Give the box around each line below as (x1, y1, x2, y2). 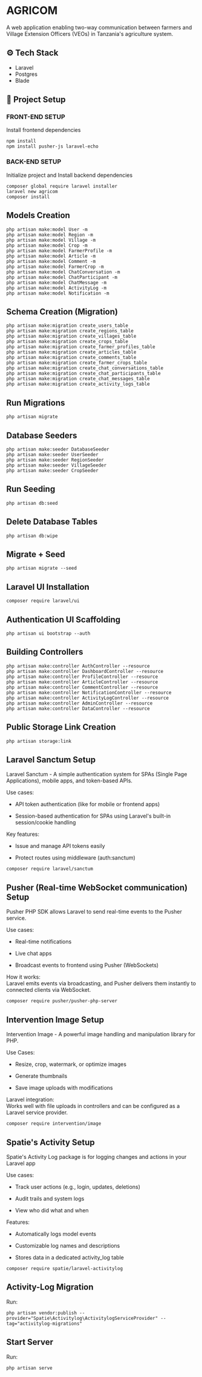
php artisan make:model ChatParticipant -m (6, 274, 118, 280)
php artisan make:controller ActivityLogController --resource (6, 695, 169, 701)
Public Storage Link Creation (6, 722, 116, 733)
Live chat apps (15, 950, 52, 957)
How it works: (6, 973, 41, 981)
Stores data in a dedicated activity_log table (15, 1254, 124, 1261)
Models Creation (6, 210, 71, 220)
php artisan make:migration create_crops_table (6, 338, 129, 345)
